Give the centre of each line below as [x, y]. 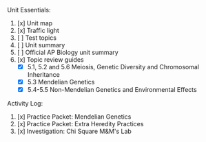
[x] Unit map [35, 23]
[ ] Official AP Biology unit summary [68, 52]
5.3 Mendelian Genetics [61, 82]
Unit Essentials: [29, 10]
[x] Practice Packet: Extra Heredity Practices [80, 124]
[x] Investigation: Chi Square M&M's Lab [74, 131]
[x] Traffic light [38, 31]
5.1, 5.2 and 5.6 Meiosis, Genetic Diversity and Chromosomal [113, 67]
